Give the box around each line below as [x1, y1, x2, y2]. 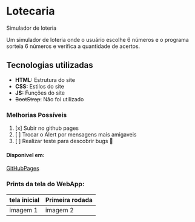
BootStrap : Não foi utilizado [15, 95, 84, 103]
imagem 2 [45, 206, 74, 214]
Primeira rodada [45, 195, 93, 204]
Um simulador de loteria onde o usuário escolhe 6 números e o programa [6, 36, 189, 43]
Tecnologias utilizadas [6, 60, 93, 70]
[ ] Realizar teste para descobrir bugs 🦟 [15, 138, 113, 145]
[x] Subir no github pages [15, 124, 79, 132]
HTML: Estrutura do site [15, 76, 76, 83]
